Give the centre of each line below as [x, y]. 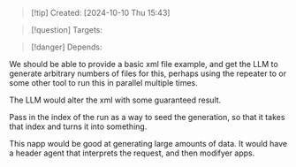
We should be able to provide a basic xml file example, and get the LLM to [144, 64]
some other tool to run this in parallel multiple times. [104, 83]
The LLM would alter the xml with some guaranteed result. [115, 100]
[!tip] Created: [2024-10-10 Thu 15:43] [100, 13]
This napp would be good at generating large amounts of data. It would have [148, 144]
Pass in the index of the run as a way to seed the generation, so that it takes [147, 117]
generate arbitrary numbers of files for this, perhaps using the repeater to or [148, 73]
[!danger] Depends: [66, 47]
